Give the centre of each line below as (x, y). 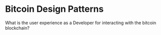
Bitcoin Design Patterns (54, 9)
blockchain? (17, 28)
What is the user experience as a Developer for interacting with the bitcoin (81, 23)
